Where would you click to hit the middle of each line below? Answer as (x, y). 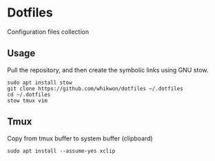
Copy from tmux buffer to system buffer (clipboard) (80, 138)
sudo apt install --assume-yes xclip (61, 151)
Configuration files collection (48, 32)
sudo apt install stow (40, 83)
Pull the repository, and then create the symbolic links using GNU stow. (108, 69)
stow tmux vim (28, 100)
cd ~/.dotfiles (29, 94)
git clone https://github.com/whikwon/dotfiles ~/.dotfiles (95, 88)
